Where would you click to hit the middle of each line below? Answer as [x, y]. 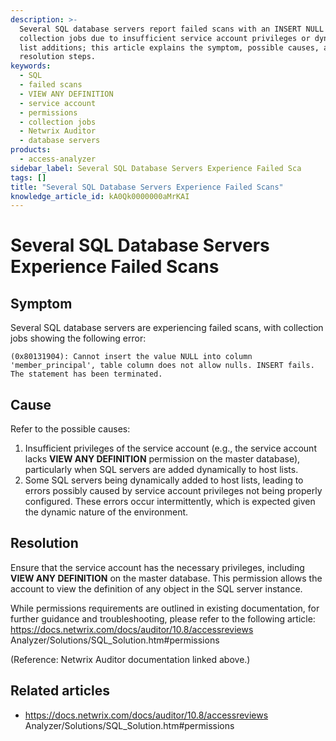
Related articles [60, 691]
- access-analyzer [58, 159]
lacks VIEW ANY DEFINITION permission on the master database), [162, 459]
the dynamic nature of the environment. [106, 512]
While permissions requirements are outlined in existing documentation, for [165, 608]
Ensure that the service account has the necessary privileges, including [157, 567]
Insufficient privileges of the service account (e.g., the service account [170, 448]
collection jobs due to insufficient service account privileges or [165, 38]
